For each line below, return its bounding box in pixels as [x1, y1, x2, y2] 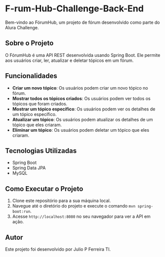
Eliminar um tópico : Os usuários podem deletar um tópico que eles [12, 127, 150, 133]
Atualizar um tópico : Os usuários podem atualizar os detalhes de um [12, 116, 153, 122]
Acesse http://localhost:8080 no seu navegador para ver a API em [12, 213, 151, 219]
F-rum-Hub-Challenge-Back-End [5, 3, 144, 14]
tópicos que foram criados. [12, 101, 68, 106]
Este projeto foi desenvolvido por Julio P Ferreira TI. [5, 246, 111, 252]
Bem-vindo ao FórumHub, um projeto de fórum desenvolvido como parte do [5, 19, 160, 25]
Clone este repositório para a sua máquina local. [12, 198, 111, 204]
